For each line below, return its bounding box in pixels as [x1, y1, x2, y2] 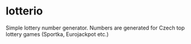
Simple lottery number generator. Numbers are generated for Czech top [5, 24, 186, 31]
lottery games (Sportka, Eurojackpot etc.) [5, 30, 109, 37]
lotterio [5, 4, 43, 18]
